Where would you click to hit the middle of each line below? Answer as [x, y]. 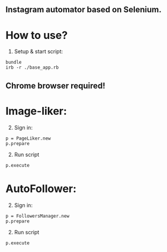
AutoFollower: [41, 188]
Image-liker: [36, 111]
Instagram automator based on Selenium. [83, 10]
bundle [14, 62]
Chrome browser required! [56, 85]
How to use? [37, 35]
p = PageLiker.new [28, 138]
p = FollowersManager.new [37, 216]
